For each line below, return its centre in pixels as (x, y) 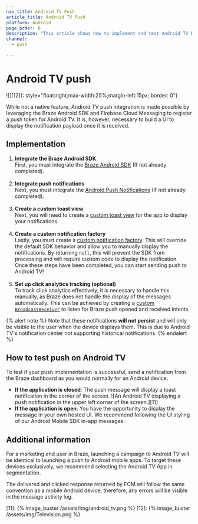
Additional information (48, 440)
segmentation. (24, 473)
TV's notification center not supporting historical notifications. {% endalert (97, 333)
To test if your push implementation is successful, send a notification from (96, 372)
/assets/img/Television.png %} (43, 515)
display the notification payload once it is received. (68, 125)
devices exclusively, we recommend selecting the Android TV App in (89, 467)
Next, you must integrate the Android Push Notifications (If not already (100, 190)
